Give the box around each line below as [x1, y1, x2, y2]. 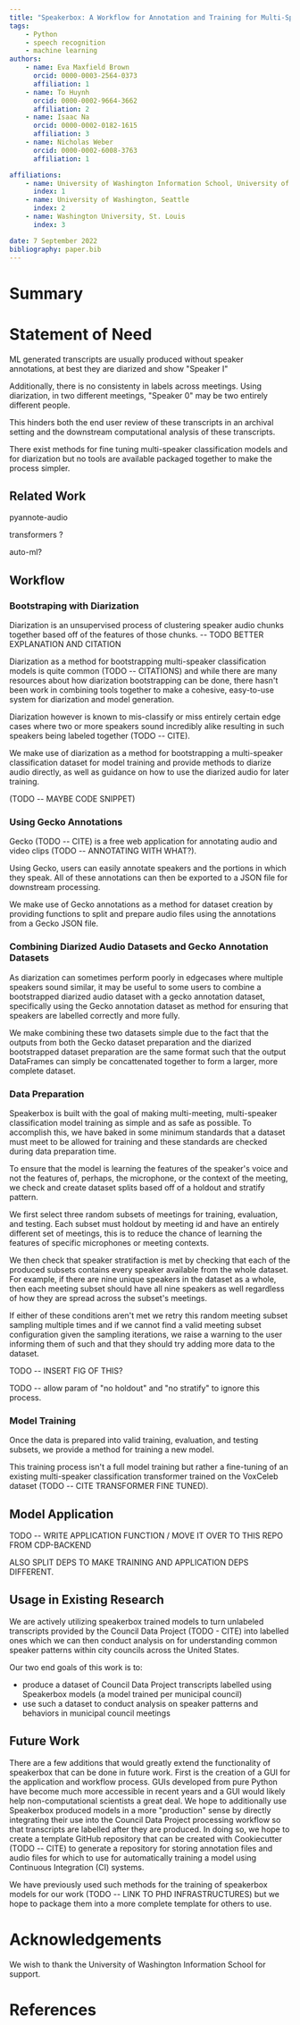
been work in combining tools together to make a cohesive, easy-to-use [9, 685, 275, 695]
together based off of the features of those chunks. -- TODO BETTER [9, 629, 264, 640]
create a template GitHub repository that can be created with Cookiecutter [9, 1833, 283, 1844]
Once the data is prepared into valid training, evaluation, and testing [9, 1435, 259, 1446]
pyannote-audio [9, 512, 69, 523]
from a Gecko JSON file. [9, 918, 99, 929]
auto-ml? [9, 547, 43, 558]
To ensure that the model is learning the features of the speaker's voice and [9, 1163, 288, 1173]
